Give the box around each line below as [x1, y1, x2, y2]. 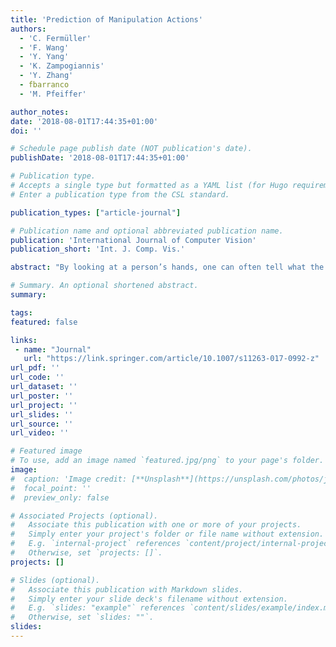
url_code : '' [10, 372, 65, 383]
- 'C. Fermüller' [19, 33, 92, 43]
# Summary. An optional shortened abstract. [10, 281, 199, 291]
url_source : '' [10, 419, 74, 429]
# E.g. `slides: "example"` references [10, 603, 186, 613]
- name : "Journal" [14, 344, 92, 355]
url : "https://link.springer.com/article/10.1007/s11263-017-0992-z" [23, 354, 320, 364]
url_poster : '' [10, 391, 74, 401]
